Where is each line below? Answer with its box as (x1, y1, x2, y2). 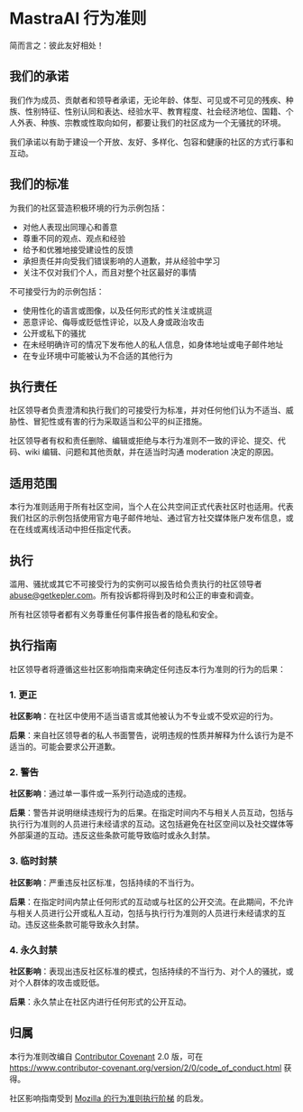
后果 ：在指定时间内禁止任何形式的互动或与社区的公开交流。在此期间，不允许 (9, 896, 294, 907)
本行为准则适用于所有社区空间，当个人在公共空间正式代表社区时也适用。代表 (9, 501, 294, 512)
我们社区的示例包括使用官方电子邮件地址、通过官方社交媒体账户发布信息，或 (9, 512, 294, 524)
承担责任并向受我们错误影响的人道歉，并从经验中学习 (22, 255, 221, 266)
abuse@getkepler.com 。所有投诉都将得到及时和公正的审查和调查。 (9, 590, 259, 601)
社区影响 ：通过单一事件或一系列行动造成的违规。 (9, 788, 191, 799)
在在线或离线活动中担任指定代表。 (9, 524, 136, 535)
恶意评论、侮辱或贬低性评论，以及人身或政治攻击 (22, 316, 205, 327)
